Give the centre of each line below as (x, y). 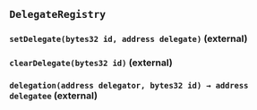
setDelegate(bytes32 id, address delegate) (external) (128, 38)
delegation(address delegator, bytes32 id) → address (129, 86)
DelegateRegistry (57, 15)
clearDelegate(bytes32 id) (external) (91, 63)
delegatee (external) (54, 96)
